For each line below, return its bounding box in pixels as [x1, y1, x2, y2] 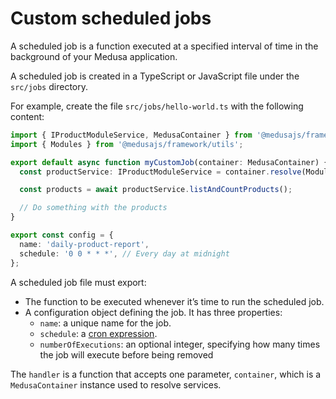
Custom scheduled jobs [10, 7, 212, 30]
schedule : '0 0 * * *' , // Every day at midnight [19, 248, 230, 259]
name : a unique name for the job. [39, 317, 172, 329]
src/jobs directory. [10, 80, 88, 92]
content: [10, 110, 45, 122]
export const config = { [10, 230, 114, 241]
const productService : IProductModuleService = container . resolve [19, 167, 302, 177]
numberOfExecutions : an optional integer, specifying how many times [39, 338, 321, 350]
